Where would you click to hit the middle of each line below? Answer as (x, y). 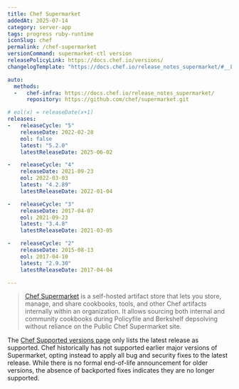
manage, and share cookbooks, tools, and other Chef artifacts (116, 304)
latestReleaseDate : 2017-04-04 (67, 270)
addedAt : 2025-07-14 (38, 21)
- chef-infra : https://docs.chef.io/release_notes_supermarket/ (114, 93)
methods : (27, 86)
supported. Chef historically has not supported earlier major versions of (112, 348)
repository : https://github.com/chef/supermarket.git (108, 100)
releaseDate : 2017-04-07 (57, 211)
